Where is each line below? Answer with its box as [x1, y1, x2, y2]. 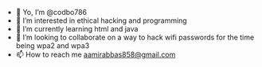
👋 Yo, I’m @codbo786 [15, 8, 88, 17]
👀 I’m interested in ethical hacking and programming [15, 16, 187, 25]
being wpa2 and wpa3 [15, 41, 90, 50]
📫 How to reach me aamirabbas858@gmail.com [15, 50, 176, 59]
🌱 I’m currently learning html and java [15, 24, 139, 33]
